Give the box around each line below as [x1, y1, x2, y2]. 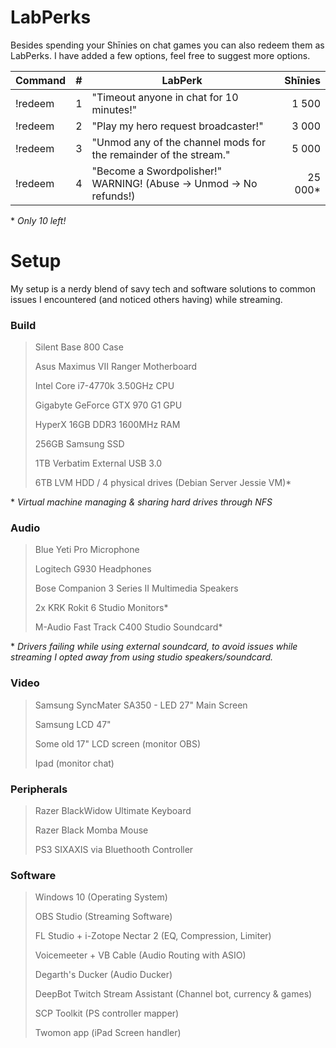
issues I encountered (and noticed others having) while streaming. [10, 293, 283, 305]
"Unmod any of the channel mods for [91, 135, 266, 149]
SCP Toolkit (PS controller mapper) [34, 1007, 180, 1020]
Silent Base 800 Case [34, 341, 124, 353]
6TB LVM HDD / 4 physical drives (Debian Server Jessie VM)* [34, 477, 292, 489]
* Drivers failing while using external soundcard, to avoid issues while [10, 641, 298, 653]
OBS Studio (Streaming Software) [34, 911, 173, 923]
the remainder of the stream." [91, 147, 231, 161]
